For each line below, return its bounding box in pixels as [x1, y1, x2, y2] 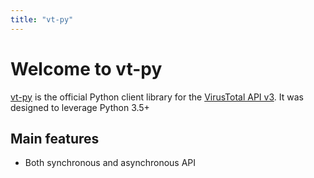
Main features [10, 130, 100, 147]
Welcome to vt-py [10, 57, 163, 80]
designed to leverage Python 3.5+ [10, 101, 150, 113]
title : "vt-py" [10, 14, 74, 25]
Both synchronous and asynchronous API [24, 157, 197, 169]
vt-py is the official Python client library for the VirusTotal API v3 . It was [10, 91, 304, 103]
